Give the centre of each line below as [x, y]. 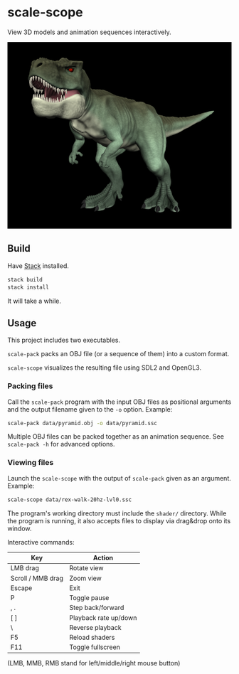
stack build [25, 279]
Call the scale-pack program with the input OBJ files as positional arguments [119, 402]
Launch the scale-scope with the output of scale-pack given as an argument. [119, 478]
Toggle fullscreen [95, 647]
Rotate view [86, 568]
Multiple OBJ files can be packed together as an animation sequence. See [116, 437]
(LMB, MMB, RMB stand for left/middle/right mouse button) [94, 663]
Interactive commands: [41, 542]
